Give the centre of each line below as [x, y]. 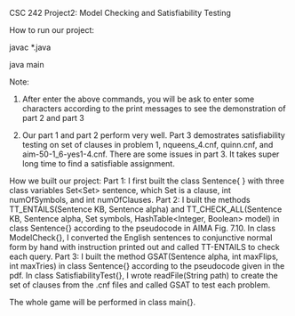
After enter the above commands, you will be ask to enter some [138, 99]
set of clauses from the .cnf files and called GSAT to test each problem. [140, 285]
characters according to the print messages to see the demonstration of [154, 109]
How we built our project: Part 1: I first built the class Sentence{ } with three [147, 181]
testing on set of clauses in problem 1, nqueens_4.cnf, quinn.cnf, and [147, 145]
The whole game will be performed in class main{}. [103, 302]
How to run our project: [52, 30]
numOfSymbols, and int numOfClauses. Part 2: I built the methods [130, 200]
